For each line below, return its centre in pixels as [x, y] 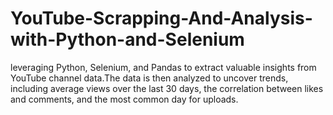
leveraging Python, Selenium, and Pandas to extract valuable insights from [163, 67]
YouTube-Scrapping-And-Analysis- [161, 18]
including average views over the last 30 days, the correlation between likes [167, 88]
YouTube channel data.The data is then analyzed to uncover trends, [149, 78]
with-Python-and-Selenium [127, 39]
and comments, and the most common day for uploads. [124, 99]
